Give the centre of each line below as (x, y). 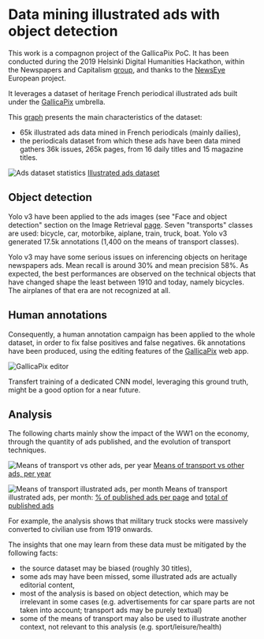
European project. (37, 78)
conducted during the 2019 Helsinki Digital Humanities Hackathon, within (126, 61)
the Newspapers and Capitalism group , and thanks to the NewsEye (117, 69)
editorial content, (47, 585)
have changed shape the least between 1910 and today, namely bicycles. (126, 282)
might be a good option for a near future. (74, 390)
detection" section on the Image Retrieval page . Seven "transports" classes (131, 225)
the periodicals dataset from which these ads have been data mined (130, 140)
